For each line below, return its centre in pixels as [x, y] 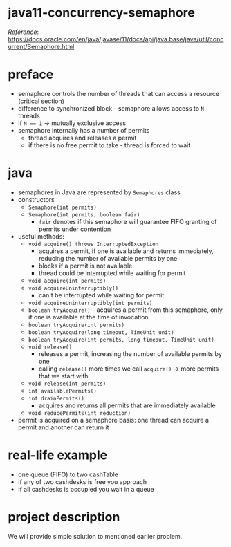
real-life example [58, 455]
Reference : [24, 32]
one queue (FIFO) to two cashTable [68, 474]
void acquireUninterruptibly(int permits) [90, 303]
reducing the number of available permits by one [108, 258]
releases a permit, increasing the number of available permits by [130, 353]
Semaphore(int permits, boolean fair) [84, 215]
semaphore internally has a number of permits [84, 130]
